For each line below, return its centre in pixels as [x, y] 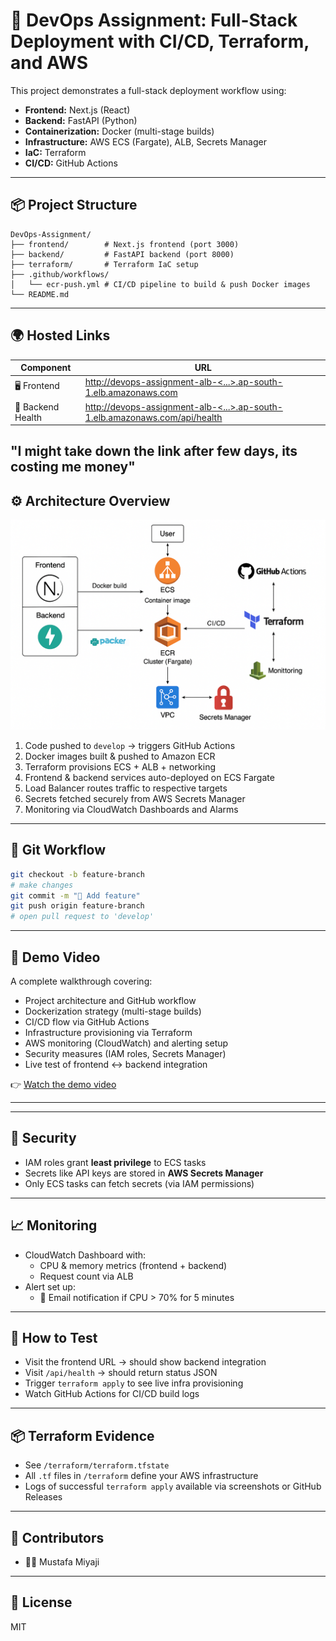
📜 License [41, 1602]
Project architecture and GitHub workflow [110, 1000]
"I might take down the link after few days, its [154, 451]
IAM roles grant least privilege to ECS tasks [115, 1162]
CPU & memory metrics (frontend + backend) [133, 1265]
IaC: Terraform [55, 152]
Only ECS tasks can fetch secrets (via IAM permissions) [139, 1183]
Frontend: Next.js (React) [77, 110]
